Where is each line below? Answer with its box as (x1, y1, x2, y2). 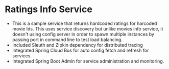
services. (12, 52, 32, 59)
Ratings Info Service (5, 4, 92, 15)
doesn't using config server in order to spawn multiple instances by (12, 31, 154, 37)
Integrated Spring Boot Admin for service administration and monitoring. (12, 58, 164, 64)
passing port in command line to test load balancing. (12, 37, 123, 43)
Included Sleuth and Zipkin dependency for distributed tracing (12, 42, 143, 48)
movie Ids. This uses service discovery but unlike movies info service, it (12, 25, 163, 31)
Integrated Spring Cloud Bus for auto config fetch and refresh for (12, 47, 149, 53)
